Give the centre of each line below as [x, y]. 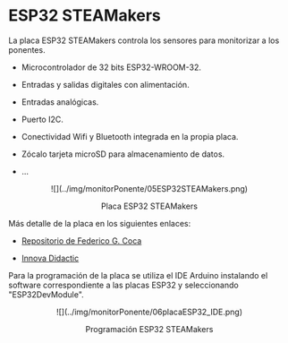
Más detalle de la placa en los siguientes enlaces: [100, 223]
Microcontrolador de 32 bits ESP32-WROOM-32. [111, 67]
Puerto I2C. [42, 119]
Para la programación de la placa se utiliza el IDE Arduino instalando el [138, 275]
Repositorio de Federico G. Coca [81, 240]
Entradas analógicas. [60, 102]
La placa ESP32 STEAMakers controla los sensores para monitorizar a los [144, 40]
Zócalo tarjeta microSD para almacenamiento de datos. [123, 154]
